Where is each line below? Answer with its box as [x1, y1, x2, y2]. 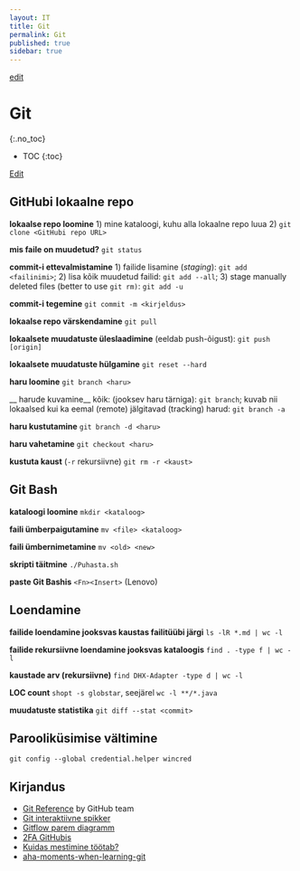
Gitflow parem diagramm [22, 822, 116, 833]
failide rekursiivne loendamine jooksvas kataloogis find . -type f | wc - [9, 644, 292, 655]
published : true [9, 38, 70, 48]
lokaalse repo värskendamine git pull [9, 316, 158, 327]
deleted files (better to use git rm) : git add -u [9, 280, 183, 291]
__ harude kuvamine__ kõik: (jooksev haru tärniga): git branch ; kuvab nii [9, 393, 278, 404]
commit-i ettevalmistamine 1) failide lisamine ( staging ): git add [9, 261, 248, 272]
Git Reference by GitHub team [22, 803, 135, 814]
